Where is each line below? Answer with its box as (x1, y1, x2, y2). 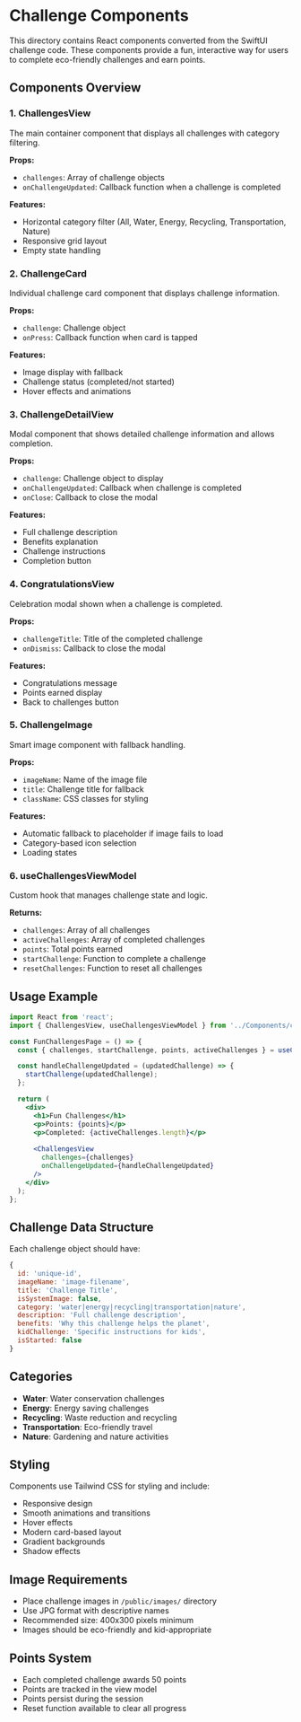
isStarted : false (17, 1336, 82, 1345)
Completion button (21, 556, 91, 567)
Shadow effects (21, 1546, 81, 1557)
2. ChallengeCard (9, 267, 87, 279)
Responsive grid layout (21, 235, 107, 246)
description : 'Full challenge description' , (17, 1311, 186, 1320)
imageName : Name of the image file (21, 774, 148, 785)
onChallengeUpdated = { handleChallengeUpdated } (41, 1162, 215, 1171)
